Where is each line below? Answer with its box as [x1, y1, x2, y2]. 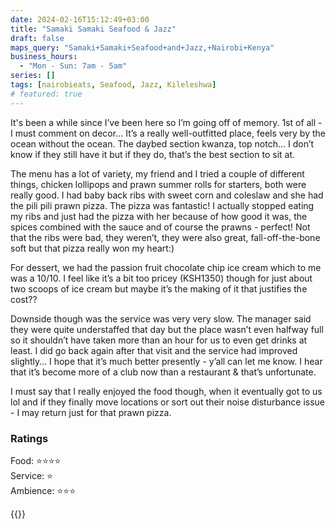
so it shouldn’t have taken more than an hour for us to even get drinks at [10, 334, 308, 346]
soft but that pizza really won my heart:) [10, 242, 175, 254]
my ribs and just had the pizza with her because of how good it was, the [10, 210, 308, 222]
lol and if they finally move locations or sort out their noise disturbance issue [10, 396, 326, 408]
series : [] [10, 71, 56, 81]
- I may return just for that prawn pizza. [10, 406, 172, 418]
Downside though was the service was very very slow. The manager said [10, 312, 312, 325]
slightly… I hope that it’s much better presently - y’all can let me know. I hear [10, 355, 323, 367]
